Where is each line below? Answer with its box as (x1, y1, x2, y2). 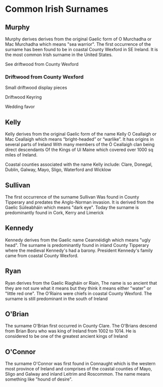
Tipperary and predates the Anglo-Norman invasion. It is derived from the (5, 199, 154, 205)
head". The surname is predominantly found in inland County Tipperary (5, 242, 149, 248)
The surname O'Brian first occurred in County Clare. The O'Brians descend (5, 323, 157, 329)
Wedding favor (5, 104, 35, 110)
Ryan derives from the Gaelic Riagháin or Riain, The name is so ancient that (5, 280, 157, 286)
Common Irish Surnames (5, 3, 109, 15)
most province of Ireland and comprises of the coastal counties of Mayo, (5, 366, 152, 372)
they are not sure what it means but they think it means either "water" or (5, 285, 151, 291)
